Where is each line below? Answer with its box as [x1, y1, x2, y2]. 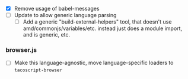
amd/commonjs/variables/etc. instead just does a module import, [23, 25, 182, 32]
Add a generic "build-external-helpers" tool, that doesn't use [23, 18, 172, 25]
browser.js [5, 46, 37, 54]
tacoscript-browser [14, 67, 63, 73]
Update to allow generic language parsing [14, 12, 117, 19]
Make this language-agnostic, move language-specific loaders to [14, 59, 174, 67]
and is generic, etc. [23, 31, 71, 38]
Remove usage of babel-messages [14, 5, 100, 12]
